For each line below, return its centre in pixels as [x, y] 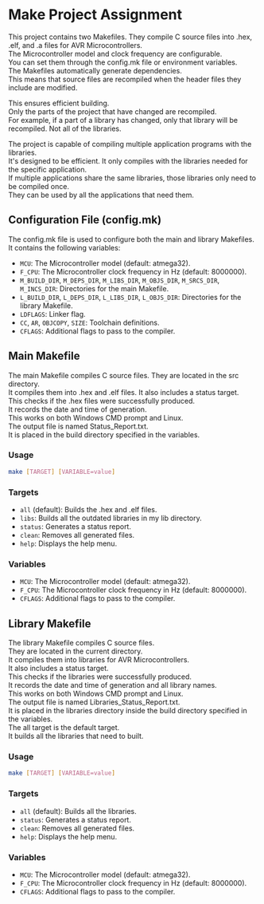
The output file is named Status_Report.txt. [78, 426]
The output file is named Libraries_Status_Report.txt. [94, 702]
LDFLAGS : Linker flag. [52, 314]
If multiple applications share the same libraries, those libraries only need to [132, 178]
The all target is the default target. [64, 728]
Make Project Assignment [95, 15]
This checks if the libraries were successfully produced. [100, 677]
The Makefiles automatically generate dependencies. [95, 70]
